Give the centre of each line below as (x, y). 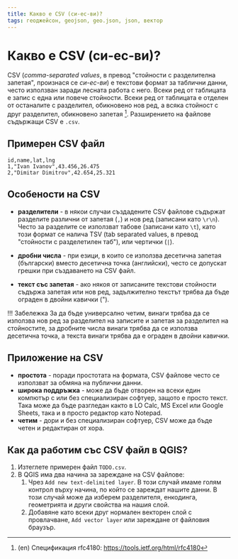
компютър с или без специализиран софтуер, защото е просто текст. (123, 397)
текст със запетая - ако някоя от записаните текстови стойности (117, 284)
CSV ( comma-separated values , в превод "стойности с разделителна (112, 75)
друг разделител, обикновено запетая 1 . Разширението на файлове (109, 114)
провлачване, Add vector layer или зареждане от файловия (119, 520)
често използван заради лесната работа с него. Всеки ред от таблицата (117, 90)
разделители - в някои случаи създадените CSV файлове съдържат (121, 211)
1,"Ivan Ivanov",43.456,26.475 (53, 166)
